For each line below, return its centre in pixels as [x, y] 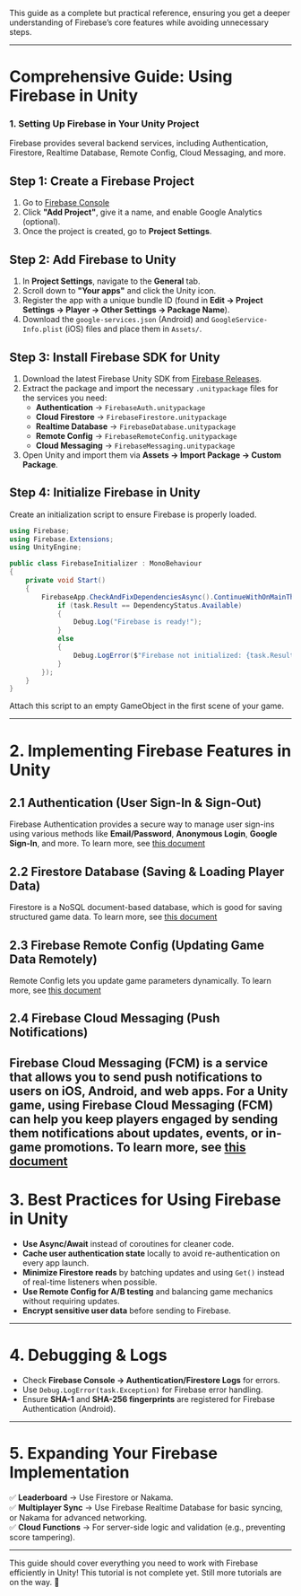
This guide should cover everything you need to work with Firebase [133, 1563]
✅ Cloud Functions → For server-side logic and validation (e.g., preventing [147, 1527]
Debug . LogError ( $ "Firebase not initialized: [158, 655]
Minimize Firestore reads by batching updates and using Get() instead [153, 1272]
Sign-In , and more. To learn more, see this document [107, 844]
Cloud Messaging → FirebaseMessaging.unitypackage [135, 445]
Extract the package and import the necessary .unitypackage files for [150, 388]
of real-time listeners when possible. [90, 1282]
